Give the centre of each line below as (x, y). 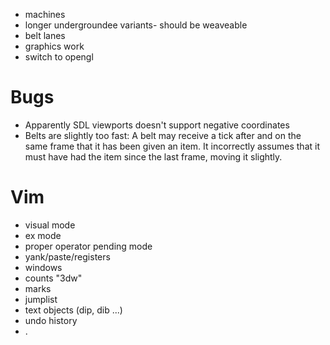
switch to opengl (59, 57)
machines (45, 14)
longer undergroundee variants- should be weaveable (136, 25)
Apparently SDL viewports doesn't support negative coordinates (157, 125)
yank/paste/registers (67, 256)
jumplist (41, 299)
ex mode (43, 235)
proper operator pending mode (88, 246)
